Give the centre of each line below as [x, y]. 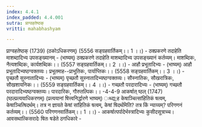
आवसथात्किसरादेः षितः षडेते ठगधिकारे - [44, 119]
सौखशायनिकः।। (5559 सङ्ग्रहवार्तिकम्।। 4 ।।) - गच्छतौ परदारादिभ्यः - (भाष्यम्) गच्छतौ [94, 85]
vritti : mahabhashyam [34, 29]
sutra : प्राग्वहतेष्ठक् [25, 23]
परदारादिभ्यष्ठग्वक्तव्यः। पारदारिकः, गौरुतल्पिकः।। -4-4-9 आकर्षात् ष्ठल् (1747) [85, 91]
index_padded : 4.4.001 [35, 17]
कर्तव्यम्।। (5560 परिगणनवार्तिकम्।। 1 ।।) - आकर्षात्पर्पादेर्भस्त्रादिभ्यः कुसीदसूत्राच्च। [90, 112]
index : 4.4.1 [23, 12]
